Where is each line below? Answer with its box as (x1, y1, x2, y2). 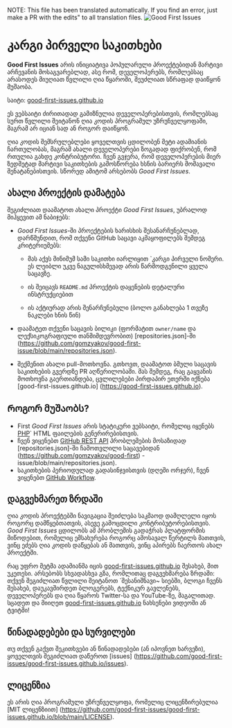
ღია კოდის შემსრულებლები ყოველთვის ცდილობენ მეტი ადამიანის (7, 137, 208, 146)
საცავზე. (27, 269, 52, 277)
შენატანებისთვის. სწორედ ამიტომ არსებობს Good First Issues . (7, 166, 190, 175)
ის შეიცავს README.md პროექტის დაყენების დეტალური (27, 282, 185, 291)
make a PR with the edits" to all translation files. (7, 13, 143, 21)
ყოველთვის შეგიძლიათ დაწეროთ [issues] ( (7, 652, 136, 661)
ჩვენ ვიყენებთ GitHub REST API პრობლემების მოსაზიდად (17, 436, 187, 444)
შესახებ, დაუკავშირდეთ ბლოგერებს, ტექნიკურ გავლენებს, (7, 584, 181, 592)
